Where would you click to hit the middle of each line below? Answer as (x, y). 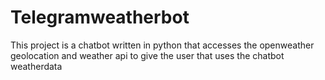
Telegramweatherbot (100, 17)
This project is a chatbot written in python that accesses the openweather (162, 45)
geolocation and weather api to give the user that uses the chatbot (147, 55)
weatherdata (36, 66)
